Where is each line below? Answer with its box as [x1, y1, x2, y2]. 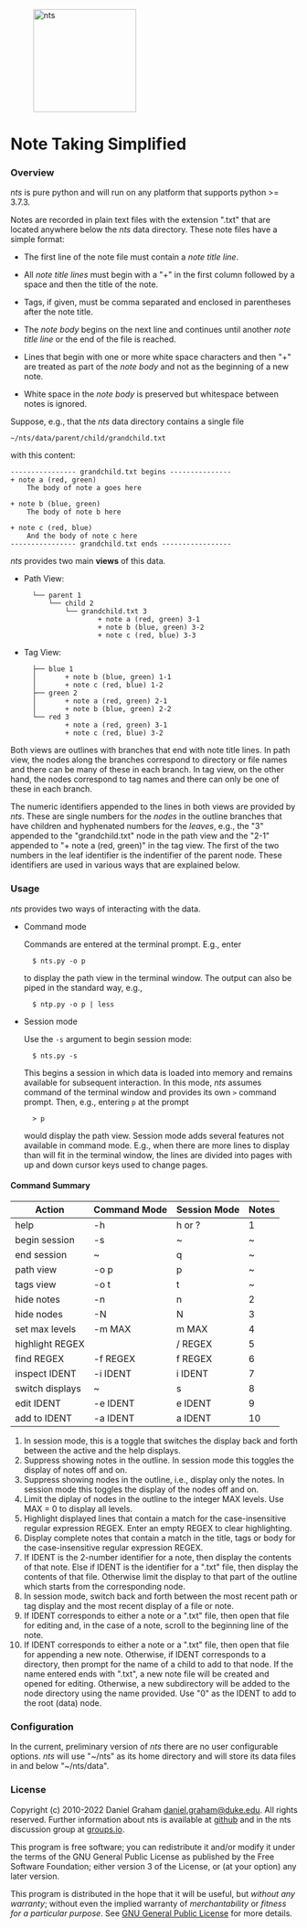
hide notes [15, 1293, 60, 1305]
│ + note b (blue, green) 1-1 [32, 673, 172, 682]
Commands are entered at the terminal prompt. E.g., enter [23, 938, 242, 950]
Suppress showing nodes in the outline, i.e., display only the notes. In [23, 1474, 285, 1485]
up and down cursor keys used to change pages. [23, 1159, 208, 1170]
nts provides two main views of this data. [10, 556, 166, 567]
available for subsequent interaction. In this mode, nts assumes [23, 1077, 262, 1088]
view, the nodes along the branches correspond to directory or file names [10, 754, 288, 765]
